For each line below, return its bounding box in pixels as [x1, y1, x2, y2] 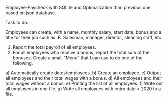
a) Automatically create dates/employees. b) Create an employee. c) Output [5, 70, 161, 76]
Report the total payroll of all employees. [12, 44, 96, 50]
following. [12, 60, 33, 66]
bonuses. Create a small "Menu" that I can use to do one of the [12, 55, 143, 61]
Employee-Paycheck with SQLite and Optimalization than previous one [5, 5, 151, 10]
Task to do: [5, 20, 29, 25]
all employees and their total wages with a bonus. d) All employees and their [5, 75, 163, 81]
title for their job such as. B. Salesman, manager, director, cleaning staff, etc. [5, 35, 163, 40]
